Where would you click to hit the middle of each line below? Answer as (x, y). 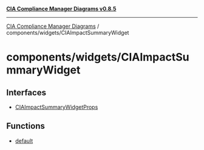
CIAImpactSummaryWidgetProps (56, 107)
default (24, 141)
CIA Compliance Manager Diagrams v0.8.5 (61, 9)
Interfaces (26, 93)
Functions (26, 126)
